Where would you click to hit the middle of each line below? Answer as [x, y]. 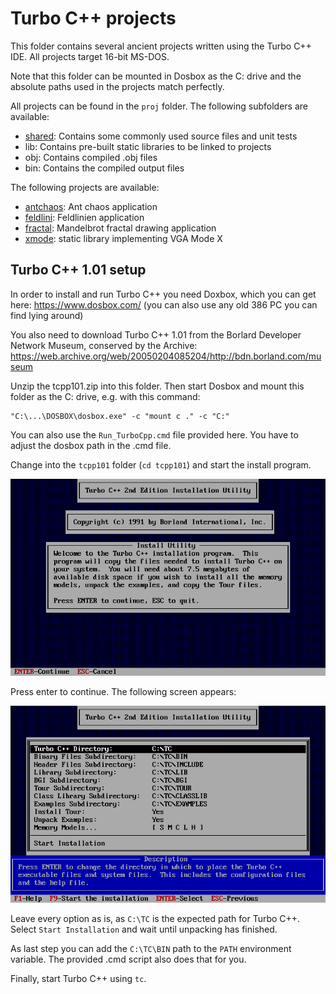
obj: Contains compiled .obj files [91, 157]
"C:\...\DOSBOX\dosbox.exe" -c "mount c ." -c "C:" [120, 416]
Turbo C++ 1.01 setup [78, 270]
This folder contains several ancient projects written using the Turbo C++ [161, 46]
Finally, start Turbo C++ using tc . [78, 978]
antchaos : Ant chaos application [91, 206]
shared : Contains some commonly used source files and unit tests [161, 136]
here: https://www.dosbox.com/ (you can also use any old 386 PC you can [164, 304]
